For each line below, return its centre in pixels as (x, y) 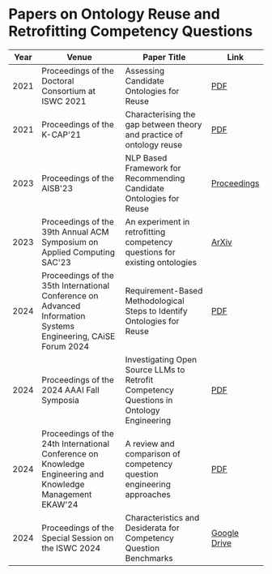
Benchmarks (149, 558)
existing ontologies (161, 262)
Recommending (155, 178)
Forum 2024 (66, 346)
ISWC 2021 (64, 101)
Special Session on (78, 538)
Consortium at (68, 91)
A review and (150, 443)
